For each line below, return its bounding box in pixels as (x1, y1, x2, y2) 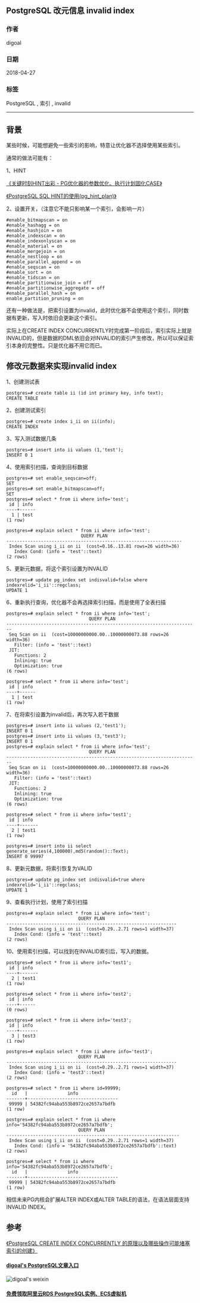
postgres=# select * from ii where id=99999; (6, 1085, 121, 1091)
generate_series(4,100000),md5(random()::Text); (6, 848, 129, 854)
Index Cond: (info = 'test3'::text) (14, 1069, 105, 1075)
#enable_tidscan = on (6, 274, 60, 281)
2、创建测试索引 (6, 406, 46, 414)
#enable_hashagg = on (6, 222, 60, 228)
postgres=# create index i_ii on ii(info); (6, 418, 116, 425)
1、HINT (6, 167, 27, 175)
